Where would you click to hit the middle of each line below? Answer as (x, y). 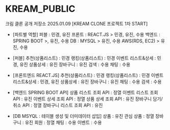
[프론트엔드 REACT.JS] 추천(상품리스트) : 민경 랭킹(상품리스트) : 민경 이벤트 (88, 75)
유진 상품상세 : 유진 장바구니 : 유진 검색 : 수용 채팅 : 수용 (75, 64)
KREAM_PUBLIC (40, 9)
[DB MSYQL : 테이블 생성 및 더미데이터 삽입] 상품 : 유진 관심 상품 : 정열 (83, 116)
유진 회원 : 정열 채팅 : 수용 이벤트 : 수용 (63, 122)
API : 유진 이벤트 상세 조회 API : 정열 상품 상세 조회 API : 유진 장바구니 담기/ (88, 99)
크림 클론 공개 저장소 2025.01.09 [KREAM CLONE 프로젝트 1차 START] (77, 23)
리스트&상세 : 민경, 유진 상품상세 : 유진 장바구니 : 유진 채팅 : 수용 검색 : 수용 (87, 82)
